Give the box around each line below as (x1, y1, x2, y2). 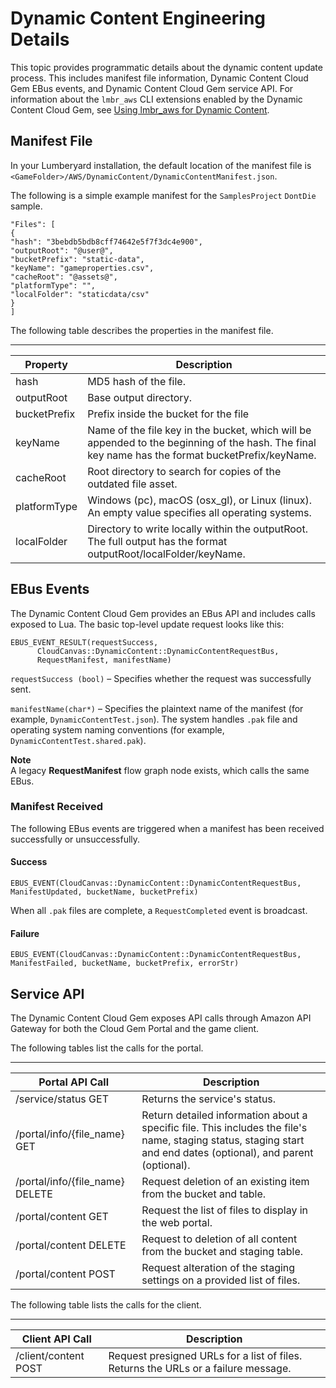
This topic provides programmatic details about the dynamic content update (10, 61, 323, 73)
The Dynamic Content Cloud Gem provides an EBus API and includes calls (10, 607, 316, 619)
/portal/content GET (15, 1210, 109, 1224)
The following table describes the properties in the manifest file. (10, 324, 274, 336)
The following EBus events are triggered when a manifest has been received (10, 822, 325, 834)
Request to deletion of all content (141, 1232, 298, 1246)
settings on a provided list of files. (141, 1273, 301, 1287)
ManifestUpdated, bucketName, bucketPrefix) (10, 887, 199, 897)
